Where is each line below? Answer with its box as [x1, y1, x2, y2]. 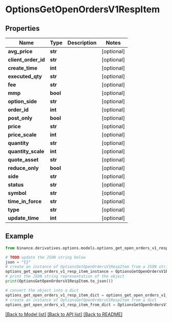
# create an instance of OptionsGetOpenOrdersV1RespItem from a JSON [5, 264, 157, 270]
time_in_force [8, 198, 42, 205]
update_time [8, 214, 39, 222]
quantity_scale [8, 148, 45, 155]
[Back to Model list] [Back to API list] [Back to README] [5, 311, 123, 317]
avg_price [8, 48, 33, 55]
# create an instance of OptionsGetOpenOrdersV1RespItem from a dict [5, 297, 157, 303]
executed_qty [8, 73, 42, 80]
